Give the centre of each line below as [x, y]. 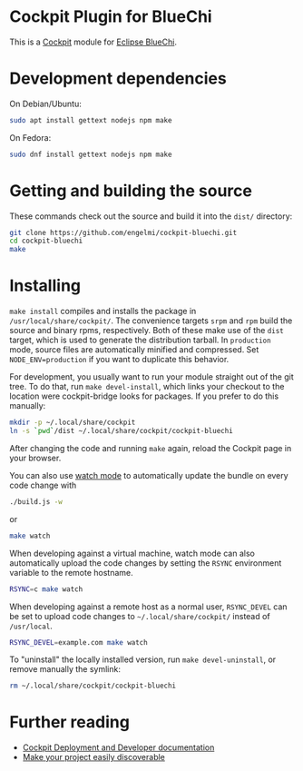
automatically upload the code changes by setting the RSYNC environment [146, 563]
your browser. [35, 458]
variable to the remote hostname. [71, 572]
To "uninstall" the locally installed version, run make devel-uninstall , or [143, 659]
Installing [45, 286]
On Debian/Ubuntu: [45, 104]
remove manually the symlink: [65, 669]
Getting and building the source [131, 190]
